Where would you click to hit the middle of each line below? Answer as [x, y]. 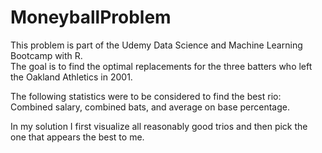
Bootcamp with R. [46, 55]
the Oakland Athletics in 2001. [71, 77]
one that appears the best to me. [77, 137]
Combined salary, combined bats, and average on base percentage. [150, 107]
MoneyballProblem [91, 17]
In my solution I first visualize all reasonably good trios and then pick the [159, 126]
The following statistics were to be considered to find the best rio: [146, 96]
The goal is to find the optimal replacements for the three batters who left [161, 66]
